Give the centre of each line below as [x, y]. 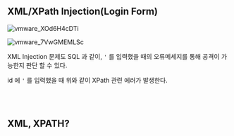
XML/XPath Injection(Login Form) [83, 12]
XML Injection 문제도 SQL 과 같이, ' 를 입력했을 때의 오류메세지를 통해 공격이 [113, 56]
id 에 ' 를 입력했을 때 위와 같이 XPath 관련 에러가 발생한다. [87, 80]
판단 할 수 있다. [47, 65]
